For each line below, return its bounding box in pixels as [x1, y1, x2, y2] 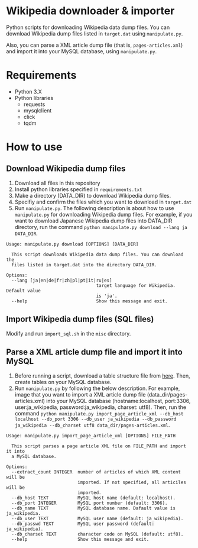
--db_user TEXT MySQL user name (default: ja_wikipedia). [11, 515, 184, 521]
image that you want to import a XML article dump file [14, 391, 146, 398]
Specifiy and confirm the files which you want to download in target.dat [14, 198, 192, 205]
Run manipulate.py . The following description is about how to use [14, 204, 174, 211]
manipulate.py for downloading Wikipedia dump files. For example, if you [14, 211, 193, 218]
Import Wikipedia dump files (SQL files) [6, 314, 154, 324]
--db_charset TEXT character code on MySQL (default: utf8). [11, 531, 184, 537]
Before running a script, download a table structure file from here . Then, [14, 372, 190, 379]
